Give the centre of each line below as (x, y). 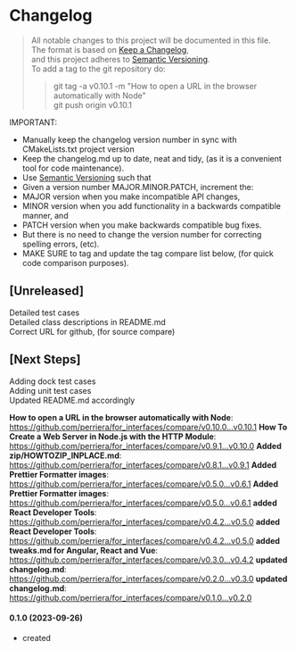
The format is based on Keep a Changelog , (110, 49)
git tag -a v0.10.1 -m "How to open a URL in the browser (155, 86)
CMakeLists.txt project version (78, 149)
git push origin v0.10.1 (92, 104)
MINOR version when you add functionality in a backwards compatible (151, 205)
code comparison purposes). (75, 262)
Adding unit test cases (50, 390)
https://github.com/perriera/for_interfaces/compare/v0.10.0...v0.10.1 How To (148, 427)
